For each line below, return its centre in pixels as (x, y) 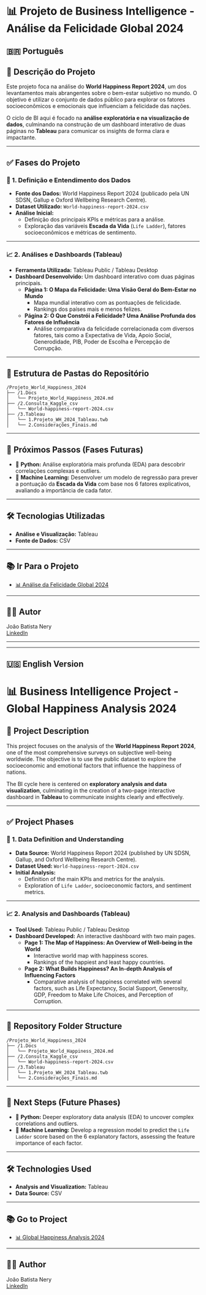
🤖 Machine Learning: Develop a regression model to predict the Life (102, 1130)
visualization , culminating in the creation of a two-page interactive (91, 790)
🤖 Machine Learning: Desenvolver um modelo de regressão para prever (106, 477)
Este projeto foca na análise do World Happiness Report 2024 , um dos (97, 86)
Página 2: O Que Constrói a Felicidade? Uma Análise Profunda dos (110, 316)
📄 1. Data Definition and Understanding (65, 839)
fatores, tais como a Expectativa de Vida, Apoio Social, (103, 335)
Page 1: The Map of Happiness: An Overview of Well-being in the (109, 942)
